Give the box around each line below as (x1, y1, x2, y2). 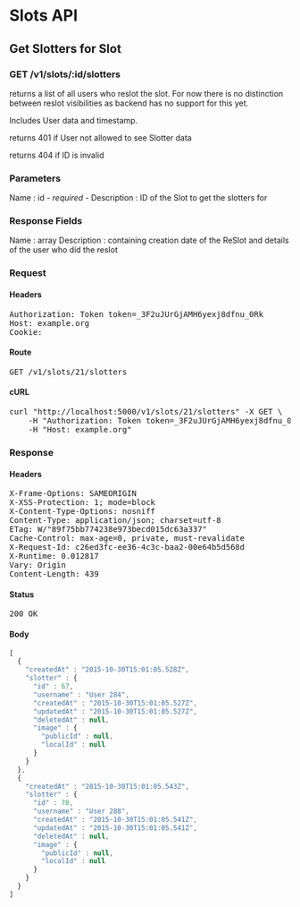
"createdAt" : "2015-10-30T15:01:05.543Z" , (25, 782, 190, 791)
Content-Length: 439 (9, 569, 100, 579)
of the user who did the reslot (9, 244, 118, 255)
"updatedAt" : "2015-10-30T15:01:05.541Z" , (32, 823, 198, 833)
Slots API (9, 5, 79, 26)
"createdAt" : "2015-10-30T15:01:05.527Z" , (32, 698, 198, 707)
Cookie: (9, 327, 43, 337)
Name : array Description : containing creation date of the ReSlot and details (9, 235, 289, 246)
